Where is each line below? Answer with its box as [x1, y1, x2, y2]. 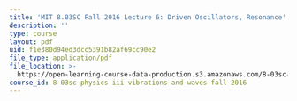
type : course [9, 29, 57, 38]
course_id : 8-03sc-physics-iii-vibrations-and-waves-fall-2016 [9, 78, 247, 87]
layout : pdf [9, 37, 53, 47]
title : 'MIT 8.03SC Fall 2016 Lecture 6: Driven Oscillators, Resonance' [9, 12, 287, 22]
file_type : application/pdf [9, 54, 113, 62]
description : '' [9, 21, 69, 30]
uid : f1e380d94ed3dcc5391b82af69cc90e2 [9, 46, 156, 54]
